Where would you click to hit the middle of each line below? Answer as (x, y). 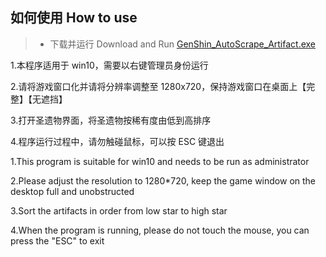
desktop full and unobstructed (72, 191)
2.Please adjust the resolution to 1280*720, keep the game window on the (163, 180)
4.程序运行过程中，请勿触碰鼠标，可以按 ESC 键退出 (117, 141)
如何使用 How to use (74, 18)
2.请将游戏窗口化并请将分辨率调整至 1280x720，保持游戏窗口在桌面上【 (158, 86)
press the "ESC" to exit (57, 240)
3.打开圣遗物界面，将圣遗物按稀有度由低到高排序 (111, 120)
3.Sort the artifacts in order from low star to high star (119, 210)
